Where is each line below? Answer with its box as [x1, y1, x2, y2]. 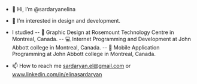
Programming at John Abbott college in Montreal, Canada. [11, 51, 156, 57]
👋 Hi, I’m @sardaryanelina [11, 6, 76, 13]
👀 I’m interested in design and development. [11, 17, 121, 24]
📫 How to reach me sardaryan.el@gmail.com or [11, 63, 131, 69]
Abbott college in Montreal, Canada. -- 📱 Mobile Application [11, 44, 160, 51]
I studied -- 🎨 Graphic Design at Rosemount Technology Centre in [11, 29, 175, 36]
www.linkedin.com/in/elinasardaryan [11, 71, 102, 77]
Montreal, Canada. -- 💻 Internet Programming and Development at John [11, 36, 192, 42]
